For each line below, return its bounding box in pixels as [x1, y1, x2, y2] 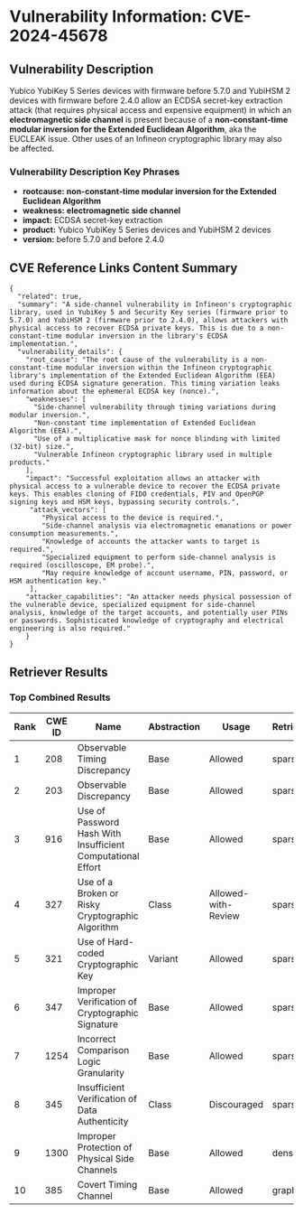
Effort [77, 861, 101, 873]
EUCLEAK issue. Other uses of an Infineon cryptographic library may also [9, 134, 282, 144]
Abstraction [148, 720, 201, 733]
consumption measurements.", [9, 529, 119, 538]
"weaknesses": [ [25, 395, 87, 404]
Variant [148, 952, 179, 965]
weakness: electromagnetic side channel [22, 205, 181, 216]
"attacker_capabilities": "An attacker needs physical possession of [25, 593, 293, 602]
